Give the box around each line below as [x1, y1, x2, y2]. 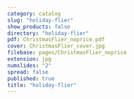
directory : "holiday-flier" [7, 29, 90, 37]
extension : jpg [7, 56, 52, 63]
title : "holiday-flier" [7, 82, 77, 89]
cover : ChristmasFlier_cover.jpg [7, 43, 105, 49]
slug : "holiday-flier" [7, 17, 74, 24]
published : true [7, 75, 55, 82]
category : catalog [7, 10, 61, 17]
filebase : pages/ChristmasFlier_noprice [7, 49, 128, 56]
